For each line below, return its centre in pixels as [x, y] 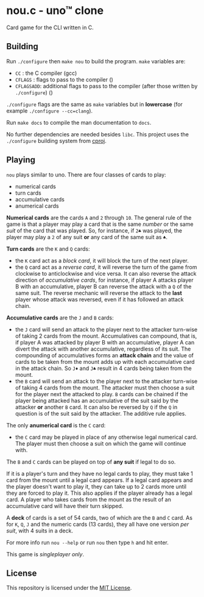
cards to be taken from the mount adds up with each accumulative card [105, 361]
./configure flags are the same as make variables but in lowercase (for [94, 104]
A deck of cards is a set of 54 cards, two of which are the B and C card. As [100, 517]
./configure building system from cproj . [56, 141]
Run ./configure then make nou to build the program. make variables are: [96, 61]
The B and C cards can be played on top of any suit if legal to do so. [91, 462]
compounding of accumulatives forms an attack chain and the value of [104, 355]
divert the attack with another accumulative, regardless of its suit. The [103, 349]
